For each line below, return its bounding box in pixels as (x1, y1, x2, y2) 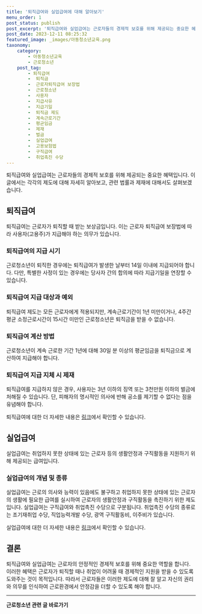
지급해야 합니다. (22, 354, 60, 361)
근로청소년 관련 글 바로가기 (6, 601, 69, 609)
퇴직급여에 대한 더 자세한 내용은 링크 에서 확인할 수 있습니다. (6, 413, 146, 421)
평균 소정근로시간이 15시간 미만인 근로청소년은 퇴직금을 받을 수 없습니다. (6, 315, 176, 322)
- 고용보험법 (28, 143, 57, 149)
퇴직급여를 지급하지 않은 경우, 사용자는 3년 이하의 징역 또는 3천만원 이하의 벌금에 (6, 385, 195, 393)
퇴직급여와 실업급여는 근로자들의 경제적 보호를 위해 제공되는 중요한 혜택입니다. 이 (6, 171, 196, 179)
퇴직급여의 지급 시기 (6, 247, 61, 256)
